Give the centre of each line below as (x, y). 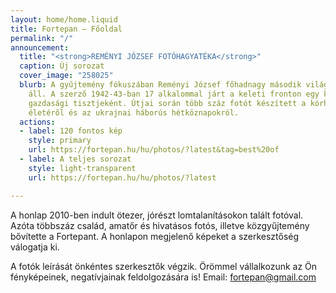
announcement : (40, 47)
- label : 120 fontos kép (71, 131)
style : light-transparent (82, 168)
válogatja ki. (35, 247)
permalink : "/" (42, 38)
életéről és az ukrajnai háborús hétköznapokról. (134, 112)
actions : (37, 122)
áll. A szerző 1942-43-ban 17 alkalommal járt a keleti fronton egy (174, 94)
